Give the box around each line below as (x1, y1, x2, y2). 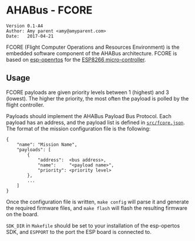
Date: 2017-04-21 (6, 33, 54, 39)
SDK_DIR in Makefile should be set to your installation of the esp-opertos (6, 222, 180, 229)
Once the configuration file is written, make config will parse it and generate (6, 198, 189, 205)
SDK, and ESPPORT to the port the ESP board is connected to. (6, 228, 152, 235)
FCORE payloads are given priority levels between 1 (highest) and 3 (6, 89, 169, 96)
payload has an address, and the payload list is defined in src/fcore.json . (6, 119, 185, 126)
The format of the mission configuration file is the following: (6, 125, 151, 132)
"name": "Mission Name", (16, 142, 78, 148)
